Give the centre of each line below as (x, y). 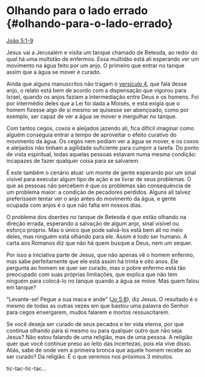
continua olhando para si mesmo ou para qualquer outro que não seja (94, 330)
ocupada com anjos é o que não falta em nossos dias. (74, 205)
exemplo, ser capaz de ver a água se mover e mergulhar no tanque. (92, 116)
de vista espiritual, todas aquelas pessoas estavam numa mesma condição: (102, 154)
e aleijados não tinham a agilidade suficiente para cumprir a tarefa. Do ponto (103, 147)
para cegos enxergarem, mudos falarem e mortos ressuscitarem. (88, 312)
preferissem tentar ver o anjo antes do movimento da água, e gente (91, 198)
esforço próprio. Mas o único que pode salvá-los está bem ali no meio (95, 230)
